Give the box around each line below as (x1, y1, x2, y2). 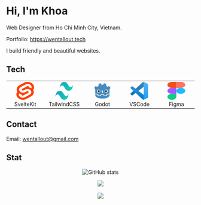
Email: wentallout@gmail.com (6, 135, 79, 142)
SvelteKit (14, 100, 37, 108)
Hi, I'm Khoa (6, 4, 68, 18)
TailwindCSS (48, 100, 80, 108)
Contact (6, 120, 37, 130)
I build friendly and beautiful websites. (6, 47, 100, 54)
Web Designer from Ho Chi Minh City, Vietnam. (6, 24, 122, 31)
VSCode (129, 100, 150, 108)
